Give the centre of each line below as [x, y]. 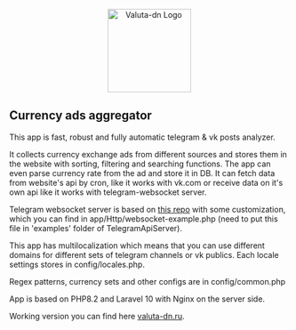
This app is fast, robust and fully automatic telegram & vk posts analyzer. [142, 137]
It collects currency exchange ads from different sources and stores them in [148, 154]
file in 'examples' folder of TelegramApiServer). [96, 228]
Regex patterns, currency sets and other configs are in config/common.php [148, 281]
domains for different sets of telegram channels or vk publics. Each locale [144, 254]
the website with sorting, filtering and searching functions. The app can [140, 164]
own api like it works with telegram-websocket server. [108, 192]
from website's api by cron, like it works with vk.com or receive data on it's [146, 182]
